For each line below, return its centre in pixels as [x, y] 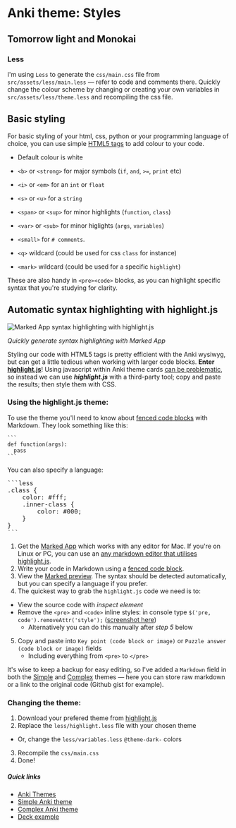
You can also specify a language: [55, 470]
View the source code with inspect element [80, 604]
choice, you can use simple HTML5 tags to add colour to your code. [106, 143]
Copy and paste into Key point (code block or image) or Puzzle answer [122, 640]
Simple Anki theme [45, 802]
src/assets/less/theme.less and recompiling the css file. [90, 97]
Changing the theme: [44, 702]
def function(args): [38, 444]
